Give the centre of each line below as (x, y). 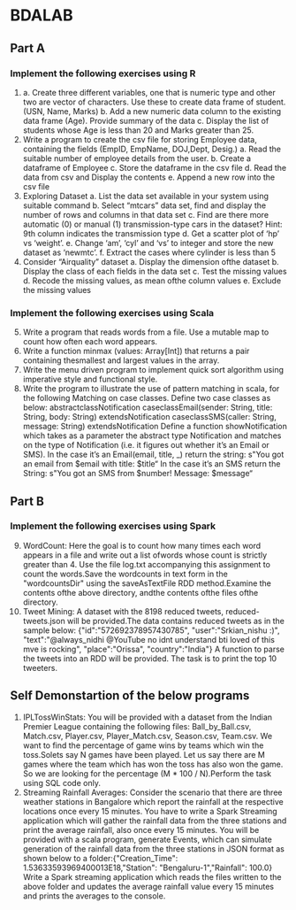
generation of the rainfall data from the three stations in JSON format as (154, 848)
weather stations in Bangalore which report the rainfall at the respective (153, 801)
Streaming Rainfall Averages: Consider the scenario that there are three (152, 792)
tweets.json (44, 621)
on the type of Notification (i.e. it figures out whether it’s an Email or (146, 445)
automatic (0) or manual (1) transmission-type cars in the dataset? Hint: (152, 224)
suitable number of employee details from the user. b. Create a (137, 158)
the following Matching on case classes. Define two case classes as (147, 398)
